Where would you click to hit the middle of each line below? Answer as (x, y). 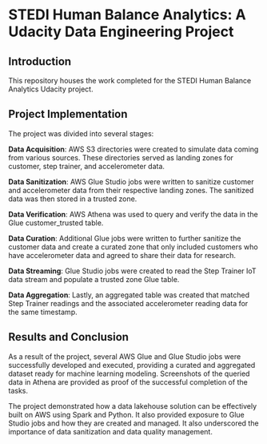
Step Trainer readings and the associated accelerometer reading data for (128, 303)
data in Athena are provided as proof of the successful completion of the (128, 381)
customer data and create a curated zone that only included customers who (133, 247)
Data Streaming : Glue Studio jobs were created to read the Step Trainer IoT (133, 271)
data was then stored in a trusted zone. (73, 199)
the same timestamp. (43, 312)
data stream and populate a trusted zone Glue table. (94, 279)
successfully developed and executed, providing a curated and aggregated (132, 365)
